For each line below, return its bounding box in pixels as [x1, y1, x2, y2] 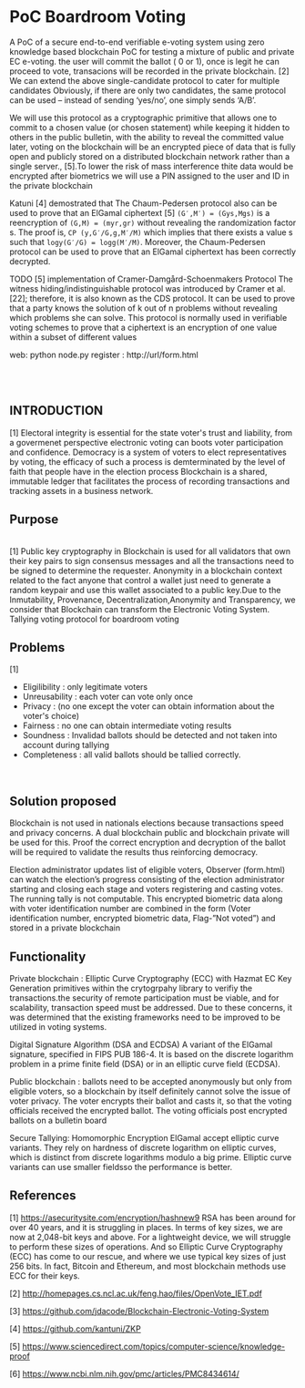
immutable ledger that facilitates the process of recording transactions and [9, 476, 290, 487]
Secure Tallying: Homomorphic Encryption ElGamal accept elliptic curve [9, 1133, 280, 1143]
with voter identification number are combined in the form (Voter [9, 903, 252, 914]
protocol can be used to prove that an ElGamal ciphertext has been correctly [9, 246, 297, 257]
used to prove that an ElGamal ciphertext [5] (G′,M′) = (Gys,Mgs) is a [9, 207, 270, 218]
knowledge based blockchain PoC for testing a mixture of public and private [9, 46, 295, 57]
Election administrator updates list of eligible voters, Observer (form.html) [9, 864, 286, 876]
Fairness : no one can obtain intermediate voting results [22, 720, 232, 731]
